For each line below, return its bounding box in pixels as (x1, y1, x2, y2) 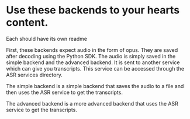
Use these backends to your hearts (6, 3, 180, 17)
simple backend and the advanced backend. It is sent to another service (6, 59, 180, 66)
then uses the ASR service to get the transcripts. (6, 89, 123, 96)
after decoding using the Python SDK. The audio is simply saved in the (6, 52, 176, 60)
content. (6, 16, 49, 29)
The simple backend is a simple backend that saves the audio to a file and (6, 82, 184, 89)
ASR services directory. (6, 71, 63, 78)
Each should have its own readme (6, 35, 88, 42)
